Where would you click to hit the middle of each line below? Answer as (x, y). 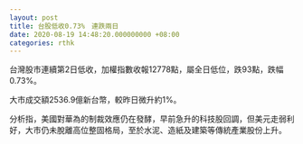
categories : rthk (42, 43)
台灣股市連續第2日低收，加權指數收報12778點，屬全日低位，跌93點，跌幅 (147, 69)
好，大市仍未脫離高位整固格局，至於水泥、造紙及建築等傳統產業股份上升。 (148, 130)
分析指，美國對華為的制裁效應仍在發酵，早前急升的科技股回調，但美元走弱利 (152, 119)
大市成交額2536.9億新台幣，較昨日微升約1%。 (95, 100)
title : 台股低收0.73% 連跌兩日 (64, 26)
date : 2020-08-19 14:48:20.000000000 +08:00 (95, 34)
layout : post (34, 18)
